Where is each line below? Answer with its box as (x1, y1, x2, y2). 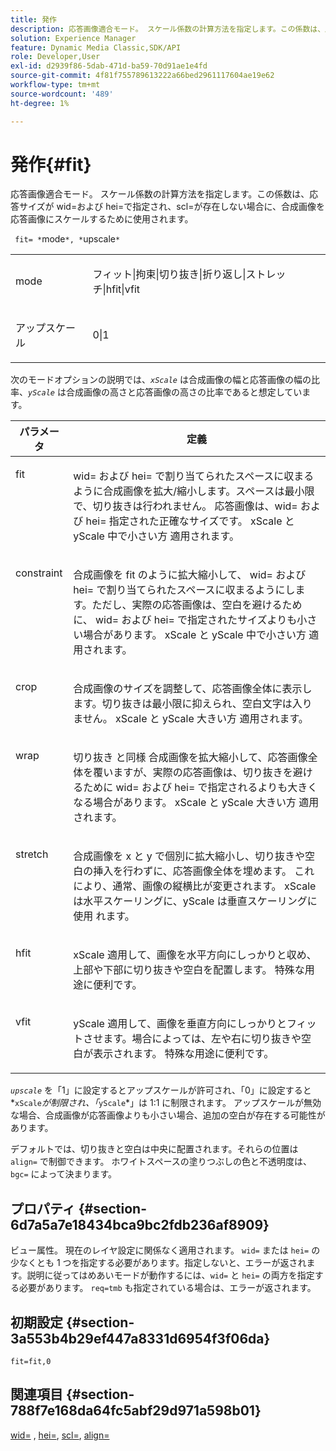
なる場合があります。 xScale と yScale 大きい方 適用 (73, 796, 320, 810)
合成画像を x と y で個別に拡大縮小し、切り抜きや (73, 849, 306, 863)
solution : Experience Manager (10, 33, 137, 43)
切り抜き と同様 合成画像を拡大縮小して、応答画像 (73, 751, 308, 765)
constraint (15, 566, 63, 580)
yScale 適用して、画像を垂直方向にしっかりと (73, 1017, 287, 1031)
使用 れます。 (73, 909, 135, 923)
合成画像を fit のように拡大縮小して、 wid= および (73, 568, 307, 582)
